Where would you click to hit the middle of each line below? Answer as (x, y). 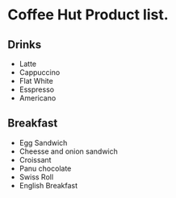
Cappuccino (40, 72)
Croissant (35, 159)
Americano (38, 98)
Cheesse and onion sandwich (69, 151)
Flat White (36, 81)
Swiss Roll (36, 177)
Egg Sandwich (43, 142)
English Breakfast (48, 185)
